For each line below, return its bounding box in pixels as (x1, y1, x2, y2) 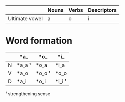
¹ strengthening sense (5, 90, 51, 97)
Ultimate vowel (8, 15, 43, 22)
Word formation (5, 35, 73, 47)
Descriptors (88, 7, 117, 13)
